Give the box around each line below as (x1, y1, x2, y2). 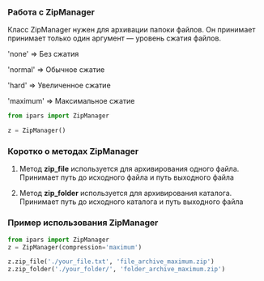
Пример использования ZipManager (7, 217, 159, 228)
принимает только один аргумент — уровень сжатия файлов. (7, 33, 222, 43)
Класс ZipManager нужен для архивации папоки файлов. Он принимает (7, 25, 256, 35)
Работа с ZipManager (7, 6, 95, 18)
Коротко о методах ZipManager (7, 145, 139, 156)
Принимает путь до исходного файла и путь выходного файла (19, 172, 234, 182)
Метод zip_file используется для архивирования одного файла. (19, 164, 240, 174)
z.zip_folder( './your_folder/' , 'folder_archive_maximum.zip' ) (7, 266, 226, 274)
